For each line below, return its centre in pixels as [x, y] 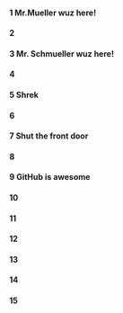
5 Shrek [24, 94]
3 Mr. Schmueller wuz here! [62, 53]
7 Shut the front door [49, 136]
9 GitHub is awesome [50, 177]
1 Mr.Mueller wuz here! [53, 13]
